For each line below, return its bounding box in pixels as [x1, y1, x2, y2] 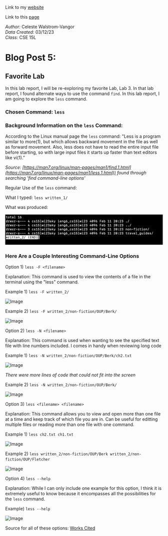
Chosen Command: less [5, 108, 65, 115]
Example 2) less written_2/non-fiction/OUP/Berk [5, 451, 108, 457]
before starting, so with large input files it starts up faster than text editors [5, 149, 157, 155]
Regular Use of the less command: [5, 185, 77, 191]
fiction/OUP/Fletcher [5, 457, 50, 462]
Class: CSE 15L [5, 35, 36, 40]
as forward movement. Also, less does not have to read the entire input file [5, 144, 159, 150]
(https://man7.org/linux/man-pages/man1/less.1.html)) [5, 170, 116, 176]
